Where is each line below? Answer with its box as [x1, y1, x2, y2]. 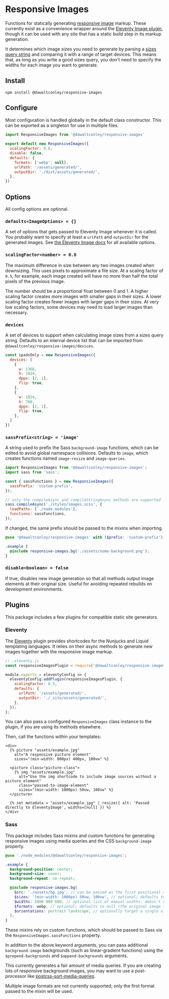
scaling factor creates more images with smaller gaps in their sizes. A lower [5, 293, 162, 299]
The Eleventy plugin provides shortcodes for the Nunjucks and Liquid [5, 638, 149, 644]
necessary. [5, 309, 29, 315]
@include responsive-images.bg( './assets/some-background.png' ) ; [10, 548, 150, 554]
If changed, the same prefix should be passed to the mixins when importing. [5, 525, 163, 531]
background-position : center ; [10, 867, 73, 872]
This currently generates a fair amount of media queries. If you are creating [5, 962, 161, 969]
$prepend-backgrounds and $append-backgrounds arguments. [5, 953, 128, 959]
